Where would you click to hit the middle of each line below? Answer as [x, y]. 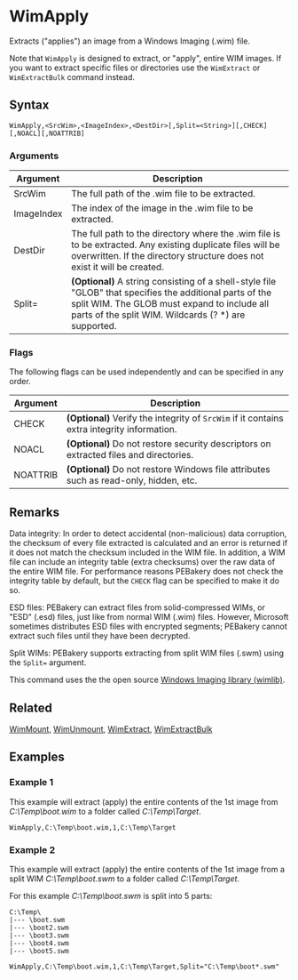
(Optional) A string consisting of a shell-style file [173, 282]
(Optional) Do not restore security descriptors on [169, 444]
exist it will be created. [117, 267]
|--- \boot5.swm [39, 951]
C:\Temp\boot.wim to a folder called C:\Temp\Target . [105, 811]
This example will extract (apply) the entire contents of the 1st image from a [147, 869]
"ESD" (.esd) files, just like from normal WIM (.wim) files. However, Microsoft [149, 617]
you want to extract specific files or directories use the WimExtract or [135, 68]
